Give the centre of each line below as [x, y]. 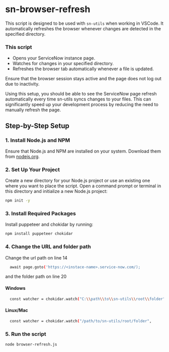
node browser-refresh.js [31, 344]
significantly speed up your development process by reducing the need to [82, 105]
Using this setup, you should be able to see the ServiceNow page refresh [81, 94]
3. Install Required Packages [41, 214]
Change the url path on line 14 [36, 258]
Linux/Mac [17, 310]
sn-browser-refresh [48, 9]
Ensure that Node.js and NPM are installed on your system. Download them [83, 151]
